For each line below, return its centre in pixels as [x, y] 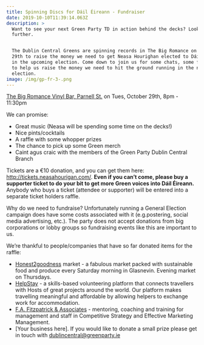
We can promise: [27, 115]
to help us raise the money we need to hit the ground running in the [103, 68]
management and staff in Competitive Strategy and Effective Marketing [104, 316]
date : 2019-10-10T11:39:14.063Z [47, 18]
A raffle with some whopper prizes [58, 139]
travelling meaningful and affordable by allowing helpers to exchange [101, 296]
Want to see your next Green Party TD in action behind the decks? [99, 29]
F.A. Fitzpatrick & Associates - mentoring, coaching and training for [99, 309]
